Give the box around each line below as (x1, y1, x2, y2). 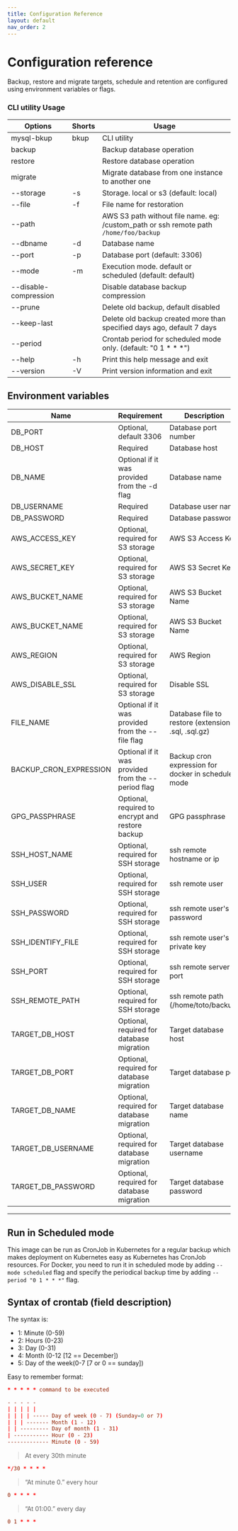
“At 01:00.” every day (24, 1504, 86, 1513)
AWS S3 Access (169, 533, 223, 543)
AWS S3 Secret (169, 563, 221, 572)
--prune (11, 302, 40, 312)
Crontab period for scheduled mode (101, 334, 222, 344)
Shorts (72, 121, 96, 131)
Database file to (169, 709, 222, 719)
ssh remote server (169, 962, 230, 972)
